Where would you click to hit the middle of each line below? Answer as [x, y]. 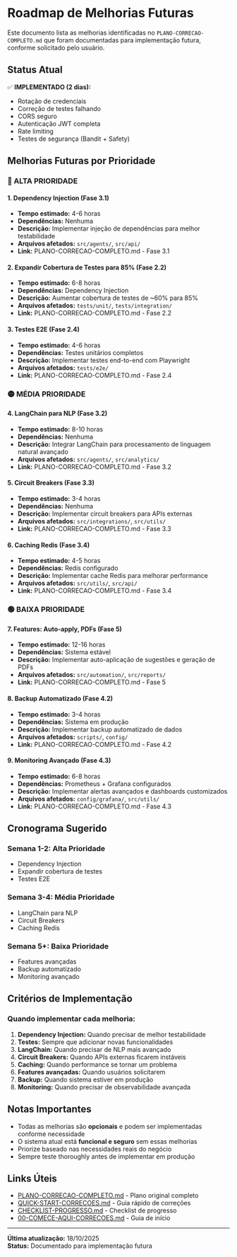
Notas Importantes [49, 1110]
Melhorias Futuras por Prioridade [81, 161]
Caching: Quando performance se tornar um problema [97, 1064]
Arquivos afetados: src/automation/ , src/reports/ [92, 675]
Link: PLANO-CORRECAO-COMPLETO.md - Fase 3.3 [94, 529]
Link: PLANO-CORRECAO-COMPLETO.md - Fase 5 [92, 682]
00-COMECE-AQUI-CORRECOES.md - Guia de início [94, 1218]
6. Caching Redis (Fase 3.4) [49, 545]
